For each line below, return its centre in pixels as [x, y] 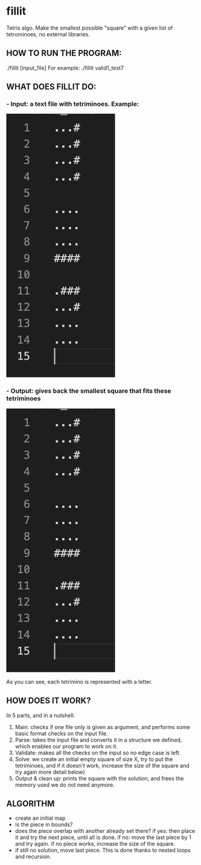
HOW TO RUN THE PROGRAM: [64, 53]
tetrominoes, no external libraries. [48, 34]
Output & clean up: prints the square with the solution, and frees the [99, 778]
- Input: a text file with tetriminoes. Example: [73, 104]
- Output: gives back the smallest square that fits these [89, 391]
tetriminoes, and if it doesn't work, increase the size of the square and [102, 765]
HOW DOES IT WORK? [49, 701]
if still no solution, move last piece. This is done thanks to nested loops [103, 851]
